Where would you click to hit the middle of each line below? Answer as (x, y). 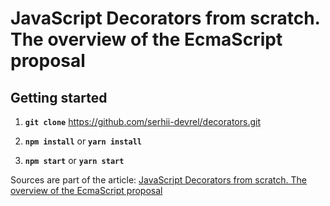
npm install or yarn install (83, 141)
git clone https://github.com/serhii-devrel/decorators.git (142, 121)
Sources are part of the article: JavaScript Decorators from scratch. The (158, 180)
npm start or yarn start (74, 160)
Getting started (59, 97)
